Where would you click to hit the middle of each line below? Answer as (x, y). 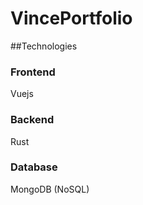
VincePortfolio (71, 18)
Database (34, 167)
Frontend (33, 72)
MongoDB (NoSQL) (50, 189)
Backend (32, 120)
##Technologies (44, 46)
